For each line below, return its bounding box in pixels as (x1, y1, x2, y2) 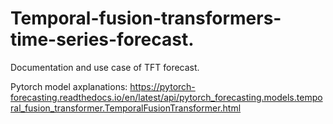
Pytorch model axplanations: (10, 80, 128, 92)
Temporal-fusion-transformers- (10, 7, 282, 30)
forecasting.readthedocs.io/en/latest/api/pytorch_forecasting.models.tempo (10, 91, 323, 103)
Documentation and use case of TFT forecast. (10, 61, 200, 73)
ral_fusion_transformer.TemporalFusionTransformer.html (10, 102, 242, 114)
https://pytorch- (129, 80, 196, 92)
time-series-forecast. (10, 28, 195, 51)
